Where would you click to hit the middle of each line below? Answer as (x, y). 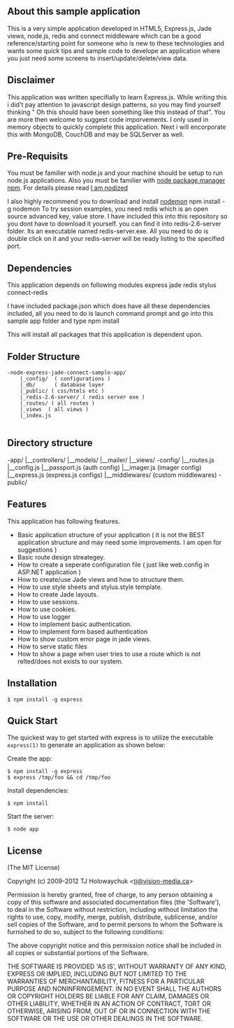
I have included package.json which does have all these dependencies (109, 306)
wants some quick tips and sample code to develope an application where (114, 50)
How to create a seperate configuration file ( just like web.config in (113, 564)
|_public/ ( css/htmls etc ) (62, 391)
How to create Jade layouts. (58, 594)
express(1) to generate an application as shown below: (87, 745)
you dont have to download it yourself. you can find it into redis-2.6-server (114, 224)
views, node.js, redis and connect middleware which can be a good (104, 36)
